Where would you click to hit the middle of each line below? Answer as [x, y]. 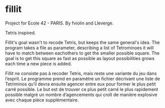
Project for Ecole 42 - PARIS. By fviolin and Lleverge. [59, 23]
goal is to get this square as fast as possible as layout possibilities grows [80, 58]
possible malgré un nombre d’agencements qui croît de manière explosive [81, 94]
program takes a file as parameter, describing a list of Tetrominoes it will [79, 47]
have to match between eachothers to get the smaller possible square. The [82, 53]
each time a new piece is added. [38, 63]
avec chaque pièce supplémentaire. [42, 100]
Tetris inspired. [20, 32]
